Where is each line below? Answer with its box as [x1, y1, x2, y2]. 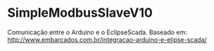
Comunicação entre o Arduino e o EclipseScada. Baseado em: [7, 28, 188, 36]
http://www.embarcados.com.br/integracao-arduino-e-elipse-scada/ [7, 35, 208, 43]
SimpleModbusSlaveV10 [7, 5, 153, 21]
